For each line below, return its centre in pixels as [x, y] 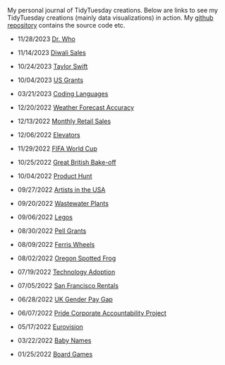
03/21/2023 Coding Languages [63, 94]
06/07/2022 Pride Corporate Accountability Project [92, 313]
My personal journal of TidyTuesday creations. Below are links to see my [113, 10]
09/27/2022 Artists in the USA [61, 190]
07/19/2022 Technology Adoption [66, 272]
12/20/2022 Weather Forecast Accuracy [76, 108]
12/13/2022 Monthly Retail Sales [64, 121]
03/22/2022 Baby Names [54, 340]
